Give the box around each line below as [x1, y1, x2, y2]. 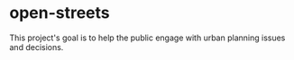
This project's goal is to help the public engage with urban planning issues [9, 32, 286, 43]
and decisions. [9, 41, 64, 52]
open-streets [9, 3, 110, 23]
